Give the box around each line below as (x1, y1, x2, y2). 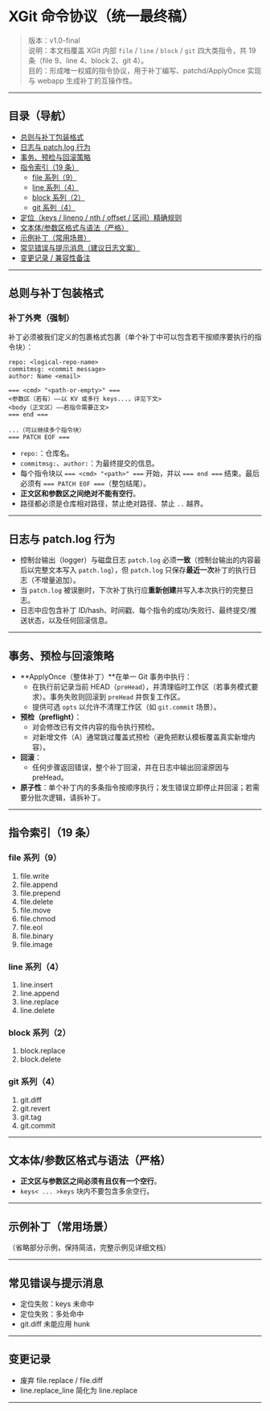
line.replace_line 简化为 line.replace (19, 1385, 138, 1395)
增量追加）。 (41, 575, 80, 585)
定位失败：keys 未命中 (19, 1299, 95, 1309)
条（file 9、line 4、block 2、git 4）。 (27, 56, 149, 65)
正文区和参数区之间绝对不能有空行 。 (19, 489, 141, 499)
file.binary (19, 931, 54, 941)
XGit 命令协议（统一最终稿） (8, 7, 196, 26)
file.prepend (19, 888, 61, 898)
